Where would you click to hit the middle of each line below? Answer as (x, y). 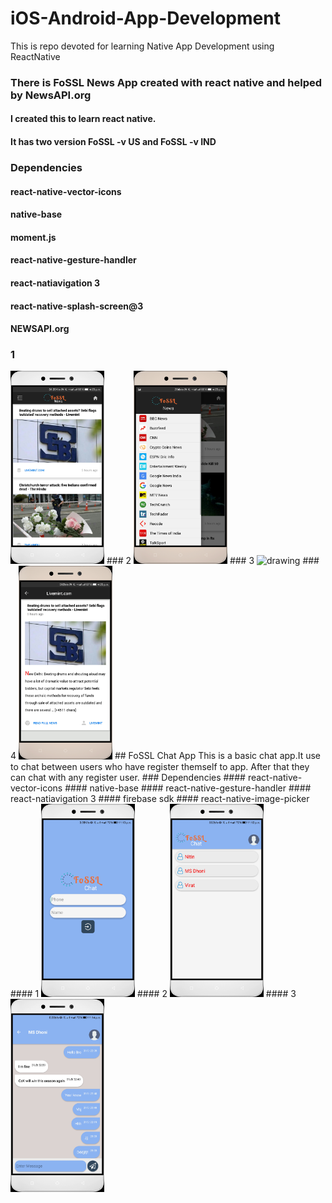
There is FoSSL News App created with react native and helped (166, 82)
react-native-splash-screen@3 (77, 306)
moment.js (33, 237)
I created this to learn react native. (83, 119)
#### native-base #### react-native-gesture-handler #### (188, 788)
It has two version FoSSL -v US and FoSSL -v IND (113, 142)
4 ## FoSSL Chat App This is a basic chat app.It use (165, 756)
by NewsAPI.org (51, 95)
